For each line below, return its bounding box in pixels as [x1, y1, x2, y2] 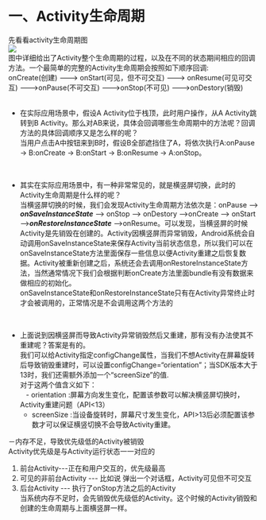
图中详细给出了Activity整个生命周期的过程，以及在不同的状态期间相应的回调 [8, 52, 256, 62]
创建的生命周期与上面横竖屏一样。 [19, 503, 132, 513]
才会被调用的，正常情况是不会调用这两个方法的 [19, 297, 173, 307]
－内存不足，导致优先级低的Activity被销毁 [8, 437, 145, 446]
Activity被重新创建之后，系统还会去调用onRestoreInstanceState [33, 258, 241, 267]
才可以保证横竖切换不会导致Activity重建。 [38, 419, 175, 429]
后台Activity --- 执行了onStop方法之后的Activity [19, 483, 176, 493]
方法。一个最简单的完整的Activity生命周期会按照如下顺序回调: [8, 63, 209, 72]
